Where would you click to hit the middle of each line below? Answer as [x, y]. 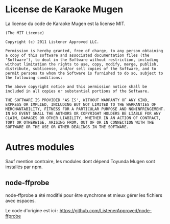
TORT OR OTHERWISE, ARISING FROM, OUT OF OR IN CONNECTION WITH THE [80, 122]
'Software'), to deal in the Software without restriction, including [82, 60]
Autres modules [40, 147]
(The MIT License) [25, 33]
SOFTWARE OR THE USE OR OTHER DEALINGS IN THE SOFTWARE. [67, 127]
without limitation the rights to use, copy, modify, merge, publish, [82, 64]
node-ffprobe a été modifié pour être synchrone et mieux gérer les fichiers [84, 195]
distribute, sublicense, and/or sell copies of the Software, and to [81, 69]
